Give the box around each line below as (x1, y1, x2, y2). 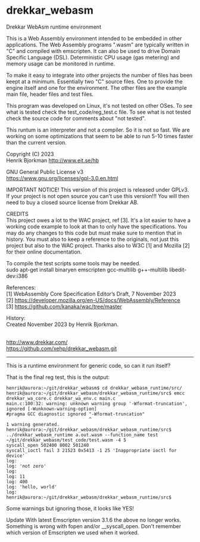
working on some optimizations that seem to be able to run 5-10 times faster (6, 132, 193, 140)
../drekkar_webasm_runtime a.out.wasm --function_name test (6, 432, 159, 438)
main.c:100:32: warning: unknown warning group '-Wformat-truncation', (6, 400, 187, 406)
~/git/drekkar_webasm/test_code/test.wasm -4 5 (6, 437, 127, 443)
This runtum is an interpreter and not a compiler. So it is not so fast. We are (6, 126, 190, 133)
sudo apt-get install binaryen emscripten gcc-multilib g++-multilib (6, 266, 168, 273)
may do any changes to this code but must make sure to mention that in (6, 229, 182, 236)
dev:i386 (6, 272, 28, 280)
